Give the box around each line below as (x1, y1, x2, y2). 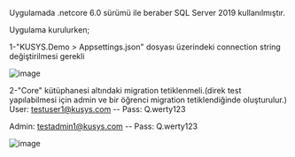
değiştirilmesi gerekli (9, 51, 85, 61)
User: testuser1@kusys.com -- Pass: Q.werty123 (9, 104, 186, 114)
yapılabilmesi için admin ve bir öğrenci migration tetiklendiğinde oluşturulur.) (9, 94, 288, 105)
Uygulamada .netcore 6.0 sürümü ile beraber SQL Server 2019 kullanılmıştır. (9, 8, 286, 18)
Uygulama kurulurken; (9, 25, 90, 34)
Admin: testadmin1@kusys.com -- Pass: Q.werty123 (9, 121, 198, 131)
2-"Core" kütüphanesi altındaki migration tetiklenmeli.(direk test (9, 86, 242, 95)
